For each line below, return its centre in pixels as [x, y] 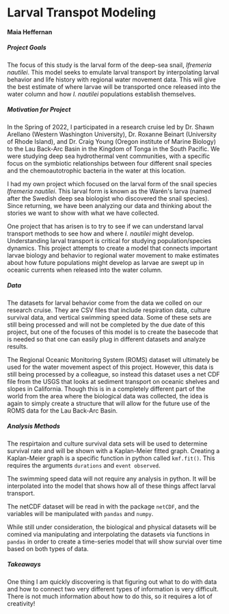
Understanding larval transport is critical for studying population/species [109, 240]
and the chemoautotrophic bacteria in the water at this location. [96, 170]
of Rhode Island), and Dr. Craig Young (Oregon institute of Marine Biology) [112, 141]
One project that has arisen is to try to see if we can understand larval [105, 226]
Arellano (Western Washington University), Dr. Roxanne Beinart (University [112, 134]
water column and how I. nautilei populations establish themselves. [102, 94]
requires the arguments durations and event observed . [84, 465]
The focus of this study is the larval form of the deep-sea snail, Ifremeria [109, 65]
